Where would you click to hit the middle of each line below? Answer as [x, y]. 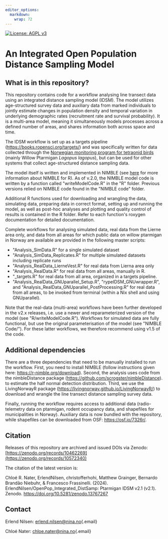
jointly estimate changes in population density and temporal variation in [79, 111]
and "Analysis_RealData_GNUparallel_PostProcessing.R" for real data [84, 287]
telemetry [15, 409]
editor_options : [22, 10]
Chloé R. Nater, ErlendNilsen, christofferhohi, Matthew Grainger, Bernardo [81, 478]
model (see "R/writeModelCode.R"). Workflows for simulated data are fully [82, 318]
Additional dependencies [45, 350]
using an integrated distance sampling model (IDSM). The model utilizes [79, 100]
